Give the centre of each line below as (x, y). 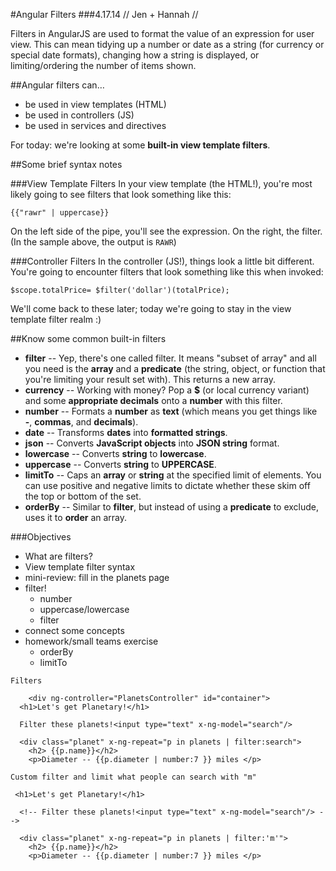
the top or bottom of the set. (83, 496)
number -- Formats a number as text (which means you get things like (171, 411)
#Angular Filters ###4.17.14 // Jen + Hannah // (104, 14)
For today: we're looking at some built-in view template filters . (140, 145)
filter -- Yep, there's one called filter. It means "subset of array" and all (170, 358)
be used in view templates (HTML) (95, 104)
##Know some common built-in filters (88, 338)
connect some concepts (74, 630)
